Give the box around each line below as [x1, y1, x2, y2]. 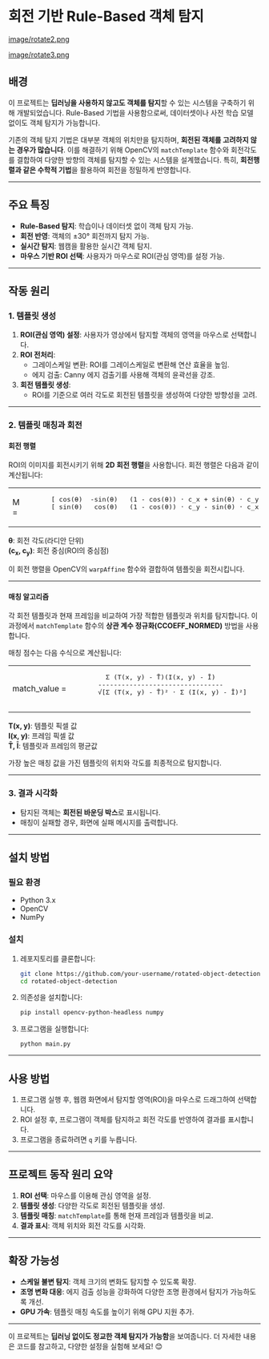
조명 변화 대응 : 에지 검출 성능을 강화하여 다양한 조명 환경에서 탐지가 [19, 1287, 229, 1296]
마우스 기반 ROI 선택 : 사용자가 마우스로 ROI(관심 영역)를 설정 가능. [19, 251, 226, 260]
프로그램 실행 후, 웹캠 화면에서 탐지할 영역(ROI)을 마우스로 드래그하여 [19, 1095, 236, 1104]
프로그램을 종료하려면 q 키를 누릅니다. [19, 1135, 138, 1144]
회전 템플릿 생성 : [19, 380, 71, 389]
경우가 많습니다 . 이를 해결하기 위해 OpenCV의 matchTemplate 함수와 [16, 145, 230, 155]
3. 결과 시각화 [8, 788, 58, 799]
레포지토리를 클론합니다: [19, 954, 96, 963]
